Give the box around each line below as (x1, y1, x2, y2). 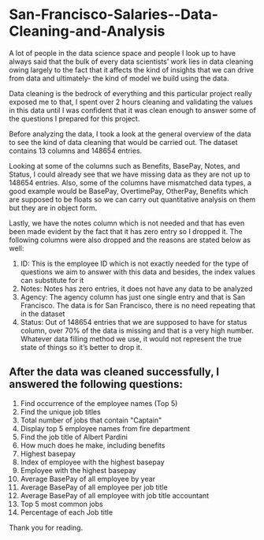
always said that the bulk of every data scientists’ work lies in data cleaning (9, 57, 254, 66)
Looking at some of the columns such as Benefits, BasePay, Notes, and (9, 161, 240, 170)
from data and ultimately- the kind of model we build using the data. (9, 73, 229, 83)
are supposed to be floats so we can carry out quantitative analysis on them (9, 195, 256, 204)
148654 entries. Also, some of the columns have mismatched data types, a (9, 177, 251, 187)
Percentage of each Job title (20, 507, 113, 517)
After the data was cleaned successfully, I (9, 365, 220, 379)
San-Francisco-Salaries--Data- (9, 6, 219, 24)
